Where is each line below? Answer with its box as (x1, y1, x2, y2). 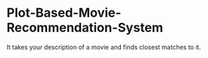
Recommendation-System (6, 20, 164, 36)
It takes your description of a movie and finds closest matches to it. (6, 43, 202, 51)
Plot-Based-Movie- (6, 5, 122, 21)
